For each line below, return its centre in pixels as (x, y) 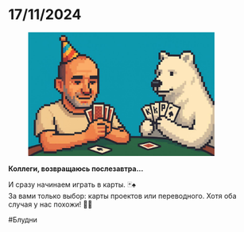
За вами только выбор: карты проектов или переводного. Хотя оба (122, 196)
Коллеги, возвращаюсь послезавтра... (76, 169)
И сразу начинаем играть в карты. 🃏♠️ (72, 184)
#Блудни (23, 219)
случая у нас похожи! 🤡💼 (50, 204)
